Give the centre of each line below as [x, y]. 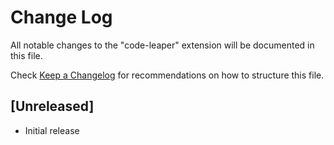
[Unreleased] [52, 106]
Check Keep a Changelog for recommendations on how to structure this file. [167, 75]
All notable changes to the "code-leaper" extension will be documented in [162, 45]
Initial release [52, 130]
